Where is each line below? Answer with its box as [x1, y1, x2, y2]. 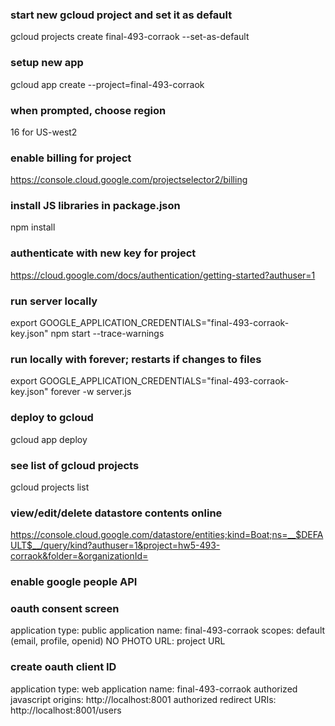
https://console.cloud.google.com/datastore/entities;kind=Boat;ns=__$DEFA [10, 529, 324, 541]
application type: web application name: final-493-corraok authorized [10, 683, 298, 695]
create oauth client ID [10, 660, 117, 674]
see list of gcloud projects [10, 458, 140, 472]
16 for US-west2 [10, 126, 78, 138]
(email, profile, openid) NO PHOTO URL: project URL [10, 635, 226, 647]
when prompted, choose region [10, 103, 167, 117]
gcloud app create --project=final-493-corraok [10, 78, 205, 90]
